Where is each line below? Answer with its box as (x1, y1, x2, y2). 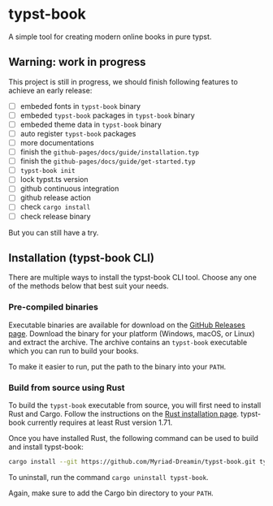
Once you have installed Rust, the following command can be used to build (8, 433, 258, 443)
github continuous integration (19, 184, 119, 193)
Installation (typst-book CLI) (8, 251, 154, 265)
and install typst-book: (8, 442, 84, 452)
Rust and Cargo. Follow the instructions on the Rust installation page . (8, 409, 240, 418)
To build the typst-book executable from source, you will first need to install (8, 400, 262, 410)
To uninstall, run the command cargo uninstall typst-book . (8, 472, 209, 482)
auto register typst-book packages (19, 128, 136, 138)
